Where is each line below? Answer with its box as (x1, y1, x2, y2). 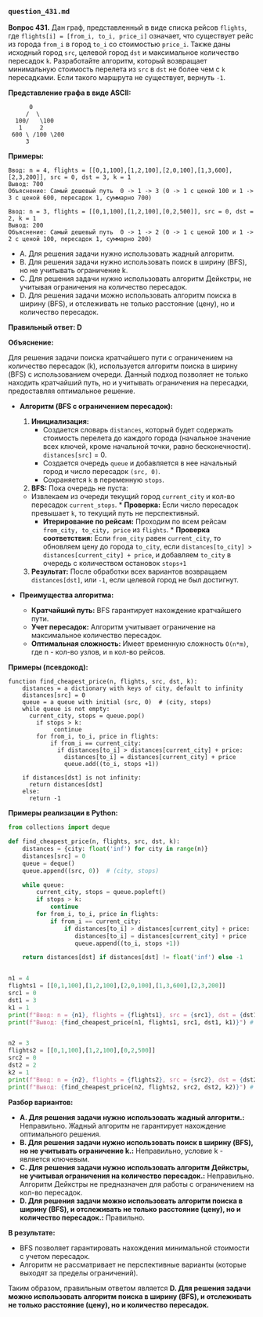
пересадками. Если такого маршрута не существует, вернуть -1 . (8, 73, 225, 82)
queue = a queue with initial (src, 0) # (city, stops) (22, 699, 212, 706)
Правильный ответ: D (8, 323, 82, 332)
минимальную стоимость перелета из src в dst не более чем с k (8, 64, 225, 74)
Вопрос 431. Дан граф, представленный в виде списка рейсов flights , (8, 23, 247, 32)
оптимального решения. (19, 1129, 102, 1139)
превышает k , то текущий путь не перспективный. (31, 509, 200, 518)
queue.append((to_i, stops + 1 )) (74, 939, 180, 947)
